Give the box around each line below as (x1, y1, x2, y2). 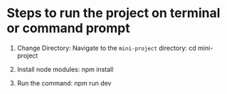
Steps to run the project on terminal (6, 5, 221, 21)
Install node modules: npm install (16, 65, 114, 73)
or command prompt (6, 20, 130, 36)
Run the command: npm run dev (16, 78, 112, 87)
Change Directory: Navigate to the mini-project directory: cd (16, 43, 196, 52)
